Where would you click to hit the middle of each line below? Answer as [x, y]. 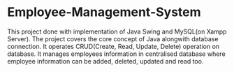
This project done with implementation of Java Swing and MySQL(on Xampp [117, 31]
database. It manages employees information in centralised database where [116, 54]
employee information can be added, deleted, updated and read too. [105, 61]
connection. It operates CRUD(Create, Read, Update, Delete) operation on [114, 46]
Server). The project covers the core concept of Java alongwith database [113, 38]
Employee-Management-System [104, 12]
